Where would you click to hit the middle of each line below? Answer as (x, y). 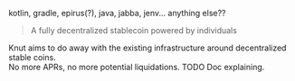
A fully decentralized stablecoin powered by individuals (133, 30)
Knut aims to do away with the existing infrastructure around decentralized (147, 48)
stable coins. (32, 57)
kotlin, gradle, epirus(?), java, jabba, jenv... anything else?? (118, 13)
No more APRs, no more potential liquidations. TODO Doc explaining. (137, 67)
